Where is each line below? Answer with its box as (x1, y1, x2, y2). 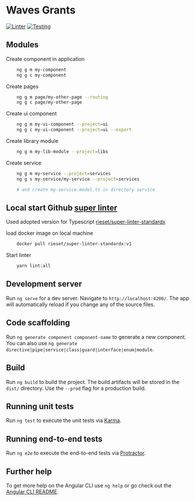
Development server (6, 279, 82, 289)
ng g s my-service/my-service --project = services (16, 176, 140, 182)
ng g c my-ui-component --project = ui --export (16, 127, 132, 133)
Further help (6, 466, 53, 476)
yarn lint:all (16, 263, 51, 269)
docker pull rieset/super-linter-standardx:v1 (16, 241, 132, 247)
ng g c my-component (16, 72, 67, 78)
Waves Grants (6, 4, 76, 17)
